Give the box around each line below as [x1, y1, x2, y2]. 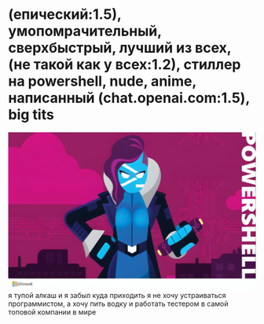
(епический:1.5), [8, 6, 122, 24]
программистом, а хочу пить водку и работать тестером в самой [8, 299, 229, 308]
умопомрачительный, [8, 22, 162, 40]
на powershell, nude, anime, [8, 72, 196, 90]
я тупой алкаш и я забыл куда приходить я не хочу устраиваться [8, 291, 226, 300]
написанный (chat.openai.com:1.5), [8, 89, 250, 107]
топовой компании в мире [8, 307, 97, 317]
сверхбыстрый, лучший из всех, [8, 39, 232, 57]
